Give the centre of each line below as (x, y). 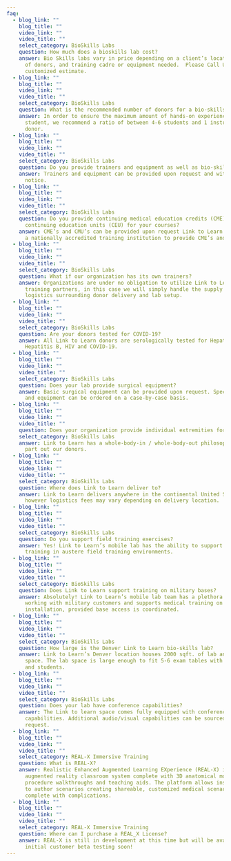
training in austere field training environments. (99, 552)
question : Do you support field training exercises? (96, 539)
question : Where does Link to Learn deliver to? (90, 488)
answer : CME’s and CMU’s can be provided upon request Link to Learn (121, 232)
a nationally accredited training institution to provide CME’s (119, 238)
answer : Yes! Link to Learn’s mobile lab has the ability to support (121, 545)
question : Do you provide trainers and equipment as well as (108, 167)
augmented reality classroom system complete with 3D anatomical (120, 776)
